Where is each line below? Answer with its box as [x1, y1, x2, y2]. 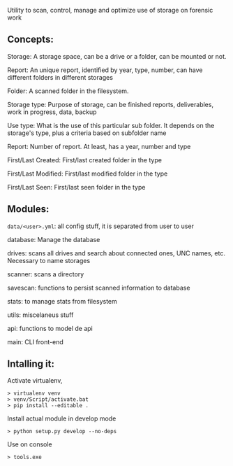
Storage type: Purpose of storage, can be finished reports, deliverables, [7, 100, 214, 108]
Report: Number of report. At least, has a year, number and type [7, 142, 191, 150]
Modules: [7, 203, 50, 216]
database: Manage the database [7, 235, 100, 243]
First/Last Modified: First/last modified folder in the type [7, 169, 168, 178]
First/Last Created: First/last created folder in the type [7, 155, 163, 164]
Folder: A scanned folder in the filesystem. [7, 87, 129, 95]
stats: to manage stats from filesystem [7, 297, 117, 305]
